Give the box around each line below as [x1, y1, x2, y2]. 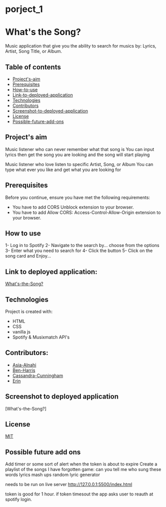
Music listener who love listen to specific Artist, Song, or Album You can [5, 161, 153, 167]
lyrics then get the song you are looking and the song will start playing [5, 151, 150, 157]
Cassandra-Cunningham [12, 372, 63, 378]
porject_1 [5, 3, 43, 15]
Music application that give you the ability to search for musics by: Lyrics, [5, 43, 156, 49]
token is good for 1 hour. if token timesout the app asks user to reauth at [5, 491, 153, 497]
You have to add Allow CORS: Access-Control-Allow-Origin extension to [12, 209, 161, 215]
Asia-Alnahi [12, 361, 36, 368]
